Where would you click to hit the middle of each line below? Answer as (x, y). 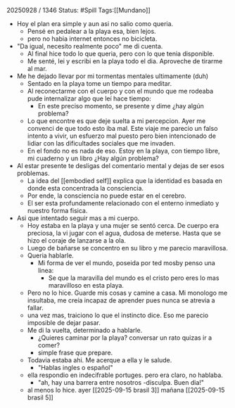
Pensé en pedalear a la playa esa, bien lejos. (91, 31)
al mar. (37, 69)
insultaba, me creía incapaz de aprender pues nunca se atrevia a (121, 300)
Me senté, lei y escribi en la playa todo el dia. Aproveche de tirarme (125, 61)
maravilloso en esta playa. (86, 285)
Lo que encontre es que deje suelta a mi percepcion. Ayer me (116, 121)
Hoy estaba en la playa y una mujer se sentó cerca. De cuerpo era (123, 225)
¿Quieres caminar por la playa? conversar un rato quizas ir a (125, 338)
